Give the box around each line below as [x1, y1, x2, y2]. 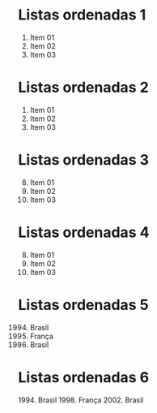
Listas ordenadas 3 [18, 151, 150, 170]
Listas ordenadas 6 [18, 368, 150, 386]
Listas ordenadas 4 [18, 223, 150, 241]
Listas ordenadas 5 [18, 295, 149, 314]
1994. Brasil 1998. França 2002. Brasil [18, 395, 144, 405]
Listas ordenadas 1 [18, 6, 146, 24]
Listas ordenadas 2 [18, 79, 149, 97]
